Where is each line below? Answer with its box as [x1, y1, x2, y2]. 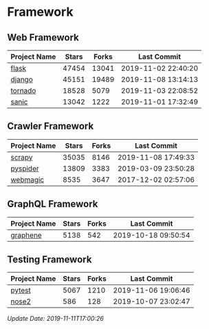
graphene [10, 230, 43, 240]
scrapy [10, 152, 33, 162]
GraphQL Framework [7, 198, 98, 210]
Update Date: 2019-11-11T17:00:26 [7, 315, 104, 323]
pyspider [10, 163, 39, 173]
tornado [10, 86, 36, 95]
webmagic [10, 175, 45, 184]
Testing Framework [7, 254, 92, 266]
